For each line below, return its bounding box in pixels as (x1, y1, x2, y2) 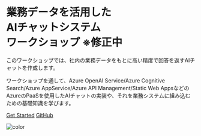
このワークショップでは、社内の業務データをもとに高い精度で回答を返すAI (6, 57, 190, 64)
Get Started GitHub (6, 111, 53, 119)
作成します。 (26, 64, 59, 71)
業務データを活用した (6, 5, 112, 19)
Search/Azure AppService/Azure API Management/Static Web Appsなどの (6, 84, 190, 91)
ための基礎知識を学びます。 (6, 99, 74, 107)
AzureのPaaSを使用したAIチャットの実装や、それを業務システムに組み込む (6, 91, 191, 99)
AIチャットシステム (6, 20, 101, 34)
